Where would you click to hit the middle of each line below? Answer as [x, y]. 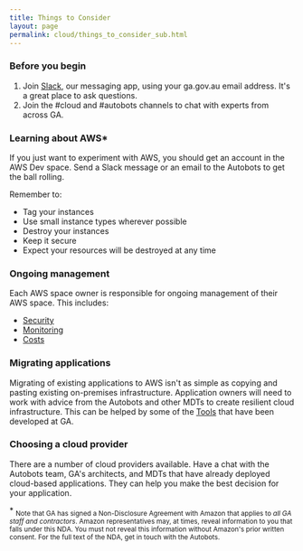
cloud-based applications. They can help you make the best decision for [144, 483]
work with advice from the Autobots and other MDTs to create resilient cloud [152, 402]
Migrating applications [60, 363]
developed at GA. [42, 421]
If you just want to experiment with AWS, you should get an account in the [147, 157]
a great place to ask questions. [80, 95]
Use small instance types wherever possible [104, 221]
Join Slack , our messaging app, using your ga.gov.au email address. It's [156, 86]
